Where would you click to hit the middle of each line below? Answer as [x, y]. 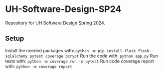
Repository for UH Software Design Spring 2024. [55, 23]
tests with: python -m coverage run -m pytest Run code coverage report [80, 61]
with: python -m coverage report [39, 66]
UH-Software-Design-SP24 [63, 9]
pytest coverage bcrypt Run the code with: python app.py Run [94, 56]
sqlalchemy [16, 56]
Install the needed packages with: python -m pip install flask [71, 50]
